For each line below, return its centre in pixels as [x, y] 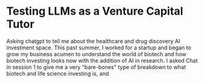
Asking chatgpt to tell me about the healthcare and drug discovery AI [93, 41]
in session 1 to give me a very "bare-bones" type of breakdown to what [96, 67]
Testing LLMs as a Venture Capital [95, 11]
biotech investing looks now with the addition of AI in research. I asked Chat [102, 60]
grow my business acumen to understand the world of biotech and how [96, 54]
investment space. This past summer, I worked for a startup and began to [99, 48]
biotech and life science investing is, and [58, 73]
